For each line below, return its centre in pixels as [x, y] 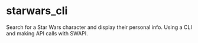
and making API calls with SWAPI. [47, 33]
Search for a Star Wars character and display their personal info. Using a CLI [99, 27]
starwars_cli [37, 11]
